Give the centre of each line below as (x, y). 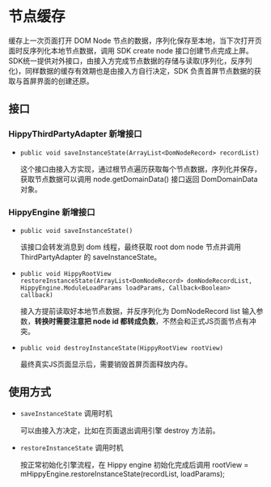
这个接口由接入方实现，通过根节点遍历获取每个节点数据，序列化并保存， (140, 169)
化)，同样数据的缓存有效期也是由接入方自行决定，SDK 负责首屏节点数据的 (131, 70)
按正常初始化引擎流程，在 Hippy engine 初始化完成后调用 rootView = (134, 464)
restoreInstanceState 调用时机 (72, 447)
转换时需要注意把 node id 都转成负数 (95, 321)
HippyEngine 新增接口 (52, 212)
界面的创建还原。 (65, 81)
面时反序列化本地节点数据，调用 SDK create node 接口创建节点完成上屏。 (131, 50)
